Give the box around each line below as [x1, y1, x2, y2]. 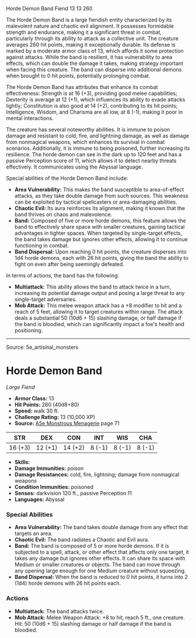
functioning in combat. [14, 242, 69, 249]
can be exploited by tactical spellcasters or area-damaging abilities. [14, 198, 178, 205]
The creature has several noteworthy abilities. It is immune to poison [6, 126, 170, 133]
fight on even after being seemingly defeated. [14, 260, 124, 267]
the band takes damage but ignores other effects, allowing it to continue [14, 236, 188, 242]
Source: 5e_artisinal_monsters [6, 344, 79, 351]
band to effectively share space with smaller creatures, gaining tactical [14, 224, 185, 230]
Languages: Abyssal [14, 496, 65, 503]
